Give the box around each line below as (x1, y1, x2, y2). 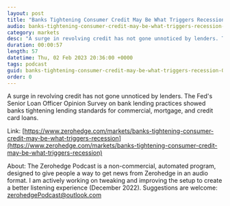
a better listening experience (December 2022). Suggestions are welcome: (7, 183, 218, 192)
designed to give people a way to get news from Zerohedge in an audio (7, 169, 209, 177)
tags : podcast (7, 61, 48, 68)
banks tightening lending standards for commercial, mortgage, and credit (7, 106, 214, 115)
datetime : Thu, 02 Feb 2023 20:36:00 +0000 (7, 55, 133, 61)
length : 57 (7, 48, 38, 55)
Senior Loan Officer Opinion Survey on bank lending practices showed (7, 100, 206, 108)
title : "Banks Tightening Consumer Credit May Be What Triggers (7, 16, 194, 23)
